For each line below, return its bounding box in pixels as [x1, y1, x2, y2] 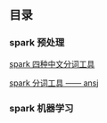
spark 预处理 [9, 37, 65, 49]
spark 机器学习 [9, 102, 74, 114]
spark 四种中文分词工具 [9, 58, 95, 69]
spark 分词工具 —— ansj [9, 78, 99, 88]
